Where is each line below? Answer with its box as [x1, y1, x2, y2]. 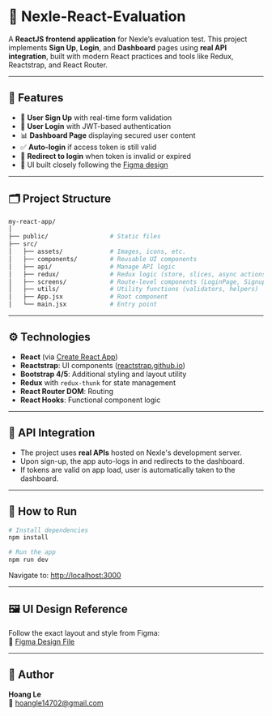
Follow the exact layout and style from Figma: [8, 628, 160, 637]
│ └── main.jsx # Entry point [8, 300, 158, 309]
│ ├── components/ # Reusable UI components [8, 255, 198, 263]
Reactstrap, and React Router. [8, 60, 108, 70]
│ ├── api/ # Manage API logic [8, 263, 176, 271]
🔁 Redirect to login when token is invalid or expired [19, 151, 192, 161]
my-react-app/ [8, 217, 57, 225]
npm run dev [8, 555, 49, 564]
